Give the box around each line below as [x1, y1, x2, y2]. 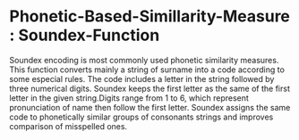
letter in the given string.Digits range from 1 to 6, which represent [9, 92, 249, 103]
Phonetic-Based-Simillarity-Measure [9, 6, 291, 27]
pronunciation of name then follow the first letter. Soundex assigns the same [9, 102, 291, 112]
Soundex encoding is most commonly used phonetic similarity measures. [9, 54, 279, 65]
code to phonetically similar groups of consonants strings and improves [9, 111, 274, 122]
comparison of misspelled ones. [9, 120, 128, 131]
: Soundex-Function [9, 25, 160, 45]
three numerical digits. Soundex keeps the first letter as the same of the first [9, 83, 291, 94]
